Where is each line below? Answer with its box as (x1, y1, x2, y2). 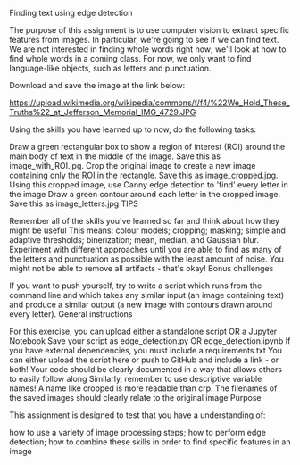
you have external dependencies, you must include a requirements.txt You (9, 345, 283, 355)
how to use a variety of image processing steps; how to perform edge (9, 428, 266, 437)
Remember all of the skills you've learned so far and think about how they (9, 216, 279, 226)
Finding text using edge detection (9, 8, 133, 18)
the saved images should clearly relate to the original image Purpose (9, 393, 262, 403)
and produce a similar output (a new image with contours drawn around (9, 299, 273, 310)
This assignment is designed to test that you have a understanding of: (9, 410, 266, 420)
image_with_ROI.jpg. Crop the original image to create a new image (9, 161, 256, 170)
